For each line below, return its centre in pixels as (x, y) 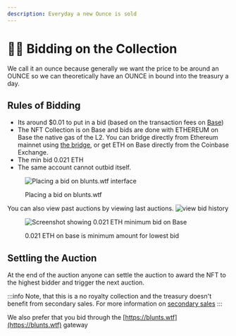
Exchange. (33, 152)
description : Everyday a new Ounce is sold (72, 14)
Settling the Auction (52, 258)
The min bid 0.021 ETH (50, 160)
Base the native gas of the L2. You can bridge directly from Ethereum (118, 138)
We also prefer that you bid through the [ (66, 318)
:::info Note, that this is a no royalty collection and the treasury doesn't (110, 296)
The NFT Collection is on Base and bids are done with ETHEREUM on (118, 130)
